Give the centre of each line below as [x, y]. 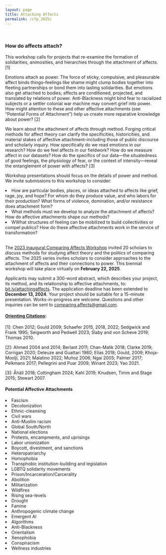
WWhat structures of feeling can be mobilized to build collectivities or [83, 222]
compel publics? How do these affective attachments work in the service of [82, 227]
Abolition [21, 479]
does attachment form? [29, 206]
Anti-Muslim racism [31, 422]
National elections [30, 432]
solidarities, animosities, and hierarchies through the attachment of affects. [82, 62]
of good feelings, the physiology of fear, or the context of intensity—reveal [81, 160]
